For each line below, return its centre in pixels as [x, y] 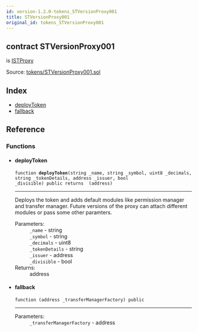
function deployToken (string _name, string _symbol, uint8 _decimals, [103, 173]
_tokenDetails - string [56, 249]
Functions [21, 146]
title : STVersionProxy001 [38, 17]
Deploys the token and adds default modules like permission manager [99, 200]
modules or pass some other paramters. [63, 212]
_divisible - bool [51, 261]
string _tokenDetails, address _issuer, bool [71, 178]
